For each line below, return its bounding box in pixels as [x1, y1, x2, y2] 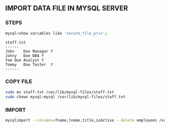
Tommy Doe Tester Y [5, 62, 53, 67]
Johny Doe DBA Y [5, 53, 44, 58]
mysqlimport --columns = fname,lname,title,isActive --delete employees [5, 117, 157, 123]
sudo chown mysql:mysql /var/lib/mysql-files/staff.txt [5, 94, 125, 99]
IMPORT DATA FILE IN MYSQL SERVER [5, 4, 128, 13]
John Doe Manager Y [5, 49, 53, 54]
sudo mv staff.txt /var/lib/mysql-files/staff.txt [5, 90, 114, 95]
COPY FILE [5, 78, 32, 85]
